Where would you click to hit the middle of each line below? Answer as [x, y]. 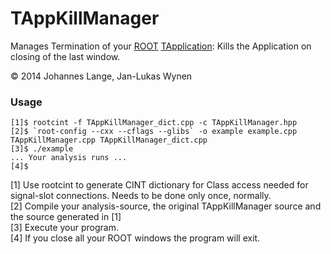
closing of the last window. [65, 56]
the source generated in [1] [66, 217]
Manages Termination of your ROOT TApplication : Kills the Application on [161, 46]
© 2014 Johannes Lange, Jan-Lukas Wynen [101, 76]
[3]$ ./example [42, 149]
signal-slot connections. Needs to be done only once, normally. [141, 196]
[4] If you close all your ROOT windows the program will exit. [135, 238]
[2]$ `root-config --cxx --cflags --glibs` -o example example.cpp [154, 132]
